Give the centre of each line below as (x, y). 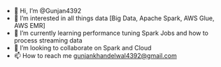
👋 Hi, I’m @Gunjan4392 (48, 11)
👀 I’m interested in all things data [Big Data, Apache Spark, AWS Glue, (114, 18)
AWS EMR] (29, 25)
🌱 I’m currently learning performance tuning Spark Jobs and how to (111, 33)
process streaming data (48, 40)
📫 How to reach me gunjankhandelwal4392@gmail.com (95, 55)
